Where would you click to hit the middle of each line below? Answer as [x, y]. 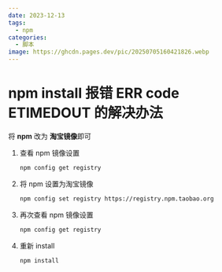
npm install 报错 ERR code [94, 93]
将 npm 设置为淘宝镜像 [56, 184]
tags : [17, 23]
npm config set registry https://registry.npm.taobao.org [117, 198]
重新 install [37, 245]
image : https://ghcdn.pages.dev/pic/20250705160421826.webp [109, 52]
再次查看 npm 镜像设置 [56, 215]
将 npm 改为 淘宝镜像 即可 [50, 136]
